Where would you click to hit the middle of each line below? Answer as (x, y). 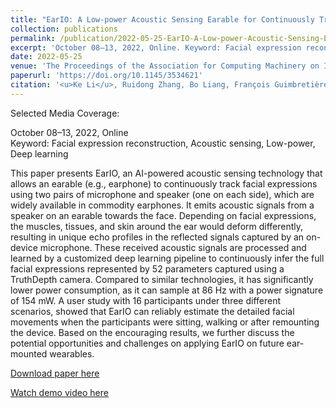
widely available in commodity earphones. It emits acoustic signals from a (162, 205)
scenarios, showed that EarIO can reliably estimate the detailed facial (152, 311)
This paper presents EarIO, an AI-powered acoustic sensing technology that (166, 173)
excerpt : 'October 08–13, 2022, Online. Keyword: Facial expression (156, 47)
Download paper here (55, 373)
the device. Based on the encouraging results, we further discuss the (152, 332)
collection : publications (64, 29)
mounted (29, 353)
